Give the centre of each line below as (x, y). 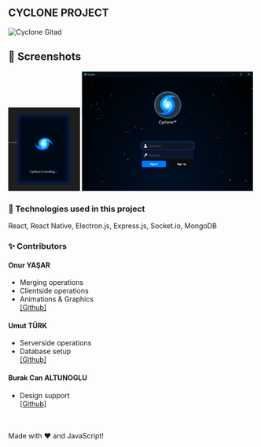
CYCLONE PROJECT (59, 13)
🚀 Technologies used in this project (77, 209)
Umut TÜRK (28, 325)
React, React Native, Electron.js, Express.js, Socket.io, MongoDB (113, 226)
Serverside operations (55, 343)
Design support (44, 395)
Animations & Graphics (57, 299)
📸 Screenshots (45, 57)
